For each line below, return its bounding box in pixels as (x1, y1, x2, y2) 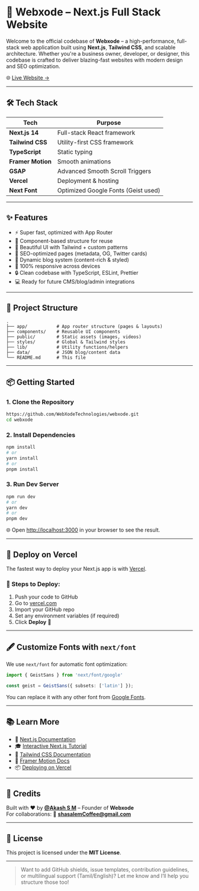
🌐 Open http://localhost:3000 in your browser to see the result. (6, 526, 161, 533)
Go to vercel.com (14, 600, 57, 607)
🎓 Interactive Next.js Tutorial (14, 742, 87, 750)
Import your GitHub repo (14, 606, 75, 613)
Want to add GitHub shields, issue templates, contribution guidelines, (20, 866, 190, 873)
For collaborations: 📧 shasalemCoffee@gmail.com (6, 810, 131, 818)
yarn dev (6, 504, 28, 511)
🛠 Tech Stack (6, 98, 58, 108)
